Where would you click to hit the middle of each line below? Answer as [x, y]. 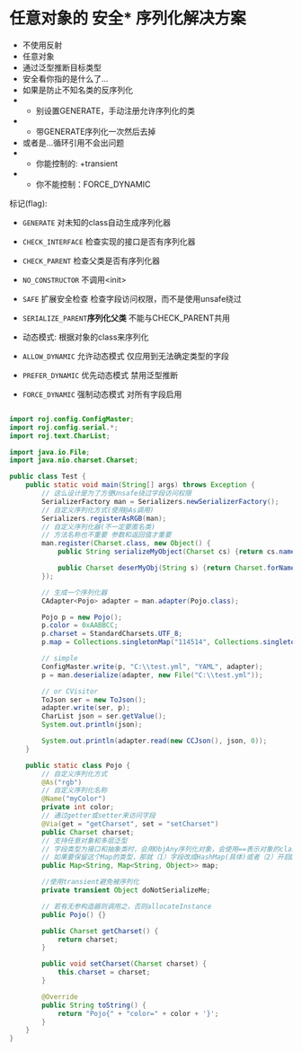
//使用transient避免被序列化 [91, 882]
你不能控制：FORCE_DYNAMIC [93, 184]
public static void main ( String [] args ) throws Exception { [140, 485]
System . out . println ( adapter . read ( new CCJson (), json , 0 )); [155, 741]
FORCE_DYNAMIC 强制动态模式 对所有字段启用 [102, 394]
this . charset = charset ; [104, 972]
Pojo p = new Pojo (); [82, 617]
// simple [60, 658]
